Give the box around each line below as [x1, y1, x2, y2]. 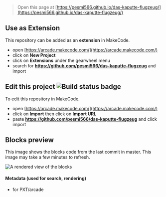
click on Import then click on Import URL [12, 111, 97, 117]
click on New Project [12, 52, 56, 58]
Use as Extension [5, 24, 60, 32]
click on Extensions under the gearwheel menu [12, 57, 111, 63]
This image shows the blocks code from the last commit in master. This [5, 149, 152, 155]
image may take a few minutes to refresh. [5, 154, 90, 160]
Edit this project [5, 82, 55, 91]
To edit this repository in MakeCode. [5, 96, 80, 102]
